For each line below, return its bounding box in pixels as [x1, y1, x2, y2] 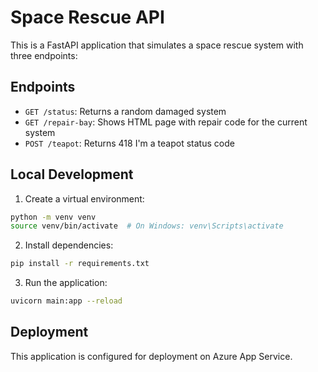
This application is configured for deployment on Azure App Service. [10, 350, 293, 362]
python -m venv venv [10, 212, 97, 222]
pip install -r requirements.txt [10, 259, 150, 269]
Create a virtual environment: [24, 192, 145, 205]
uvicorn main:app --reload [10, 296, 123, 306]
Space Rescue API [10, 6, 165, 29]
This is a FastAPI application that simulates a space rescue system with [10, 39, 304, 51]
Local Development [10, 166, 134, 183]
